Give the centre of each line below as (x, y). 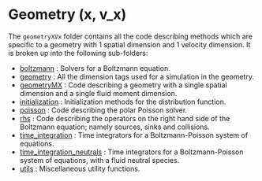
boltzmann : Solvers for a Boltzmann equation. (95, 68)
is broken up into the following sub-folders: (78, 53)
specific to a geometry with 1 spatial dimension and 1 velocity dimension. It (129, 44)
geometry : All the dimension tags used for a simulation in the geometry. (137, 76)
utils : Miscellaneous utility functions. (80, 168)
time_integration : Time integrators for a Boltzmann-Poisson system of (134, 135)
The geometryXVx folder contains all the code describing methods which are (131, 36)
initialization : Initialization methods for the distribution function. (123, 102)
